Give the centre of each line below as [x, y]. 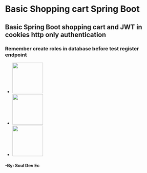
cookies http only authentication [56, 34]
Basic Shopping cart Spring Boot [73, 9]
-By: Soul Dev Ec [22, 166]
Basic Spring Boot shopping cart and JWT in [74, 27]
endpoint [16, 55]
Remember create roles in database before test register [72, 48]
